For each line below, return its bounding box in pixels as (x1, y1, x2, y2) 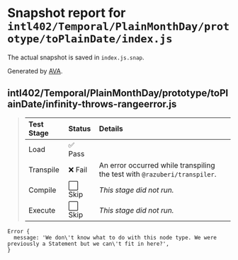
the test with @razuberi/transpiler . (98, 169, 217, 179)
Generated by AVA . (7, 66, 63, 75)
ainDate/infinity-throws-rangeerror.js (7, 98, 177, 110)
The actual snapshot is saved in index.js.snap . (7, 53, 144, 61)
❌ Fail (68, 165, 87, 175)
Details (98, 124, 124, 134)
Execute (28, 205, 56, 215)
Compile (28, 185, 57, 195)
